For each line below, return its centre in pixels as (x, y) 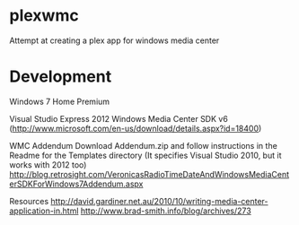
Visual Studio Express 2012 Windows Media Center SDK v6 (119, 118)
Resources (29, 201)
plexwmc (44, 16)
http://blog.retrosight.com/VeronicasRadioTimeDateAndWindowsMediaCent (149, 174)
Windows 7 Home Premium (60, 101)
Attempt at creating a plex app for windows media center (114, 40)
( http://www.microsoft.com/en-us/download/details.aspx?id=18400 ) (136, 128)
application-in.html (44, 211)
